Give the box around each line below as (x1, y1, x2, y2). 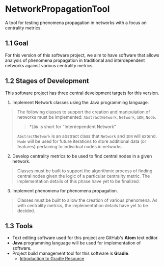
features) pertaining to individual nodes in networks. (17, 143, 123, 149)
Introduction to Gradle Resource (19, 256, 84, 262)
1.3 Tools (5, 222, 33, 230)
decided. (17, 208, 35, 213)
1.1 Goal (5, 39, 28, 48)
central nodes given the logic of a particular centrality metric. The (17, 173, 150, 179)
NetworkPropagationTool (5, 3, 110, 15)
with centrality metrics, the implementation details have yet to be (17, 202, 148, 208)
